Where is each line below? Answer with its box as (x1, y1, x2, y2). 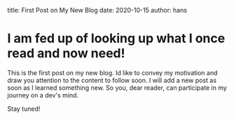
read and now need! (7, 46, 125, 62)
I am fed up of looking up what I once (7, 31, 226, 46)
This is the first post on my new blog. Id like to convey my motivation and (7, 68, 218, 76)
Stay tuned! (7, 105, 41, 113)
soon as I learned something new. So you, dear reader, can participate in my (7, 84, 228, 92)
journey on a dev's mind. (7, 91, 79, 99)
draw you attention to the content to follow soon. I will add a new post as (7, 76, 217, 84)
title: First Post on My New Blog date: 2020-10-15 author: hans (7, 6, 188, 14)
